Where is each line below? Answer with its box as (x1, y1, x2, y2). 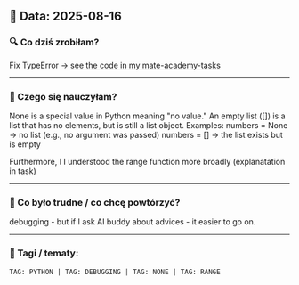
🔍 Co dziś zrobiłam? (9, 37, 100, 49)
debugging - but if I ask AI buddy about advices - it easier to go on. (9, 216, 256, 227)
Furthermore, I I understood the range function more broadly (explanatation (9, 156, 286, 167)
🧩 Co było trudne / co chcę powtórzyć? (9, 196, 181, 208)
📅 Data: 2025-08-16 (9, 9, 122, 24)
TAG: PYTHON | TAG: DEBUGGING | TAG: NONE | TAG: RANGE (9, 267, 221, 276)
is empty (9, 139, 42, 150)
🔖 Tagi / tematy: (9, 247, 79, 259)
